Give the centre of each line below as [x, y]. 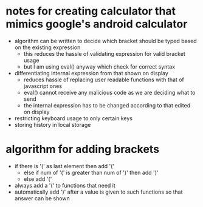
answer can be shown [42, 198]
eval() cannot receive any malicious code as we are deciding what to [109, 92]
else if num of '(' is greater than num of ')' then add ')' [91, 172]
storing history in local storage [53, 124]
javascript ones [43, 86]
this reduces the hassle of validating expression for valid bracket [105, 53]
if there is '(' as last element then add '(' [64, 166]
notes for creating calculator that [91, 11]
